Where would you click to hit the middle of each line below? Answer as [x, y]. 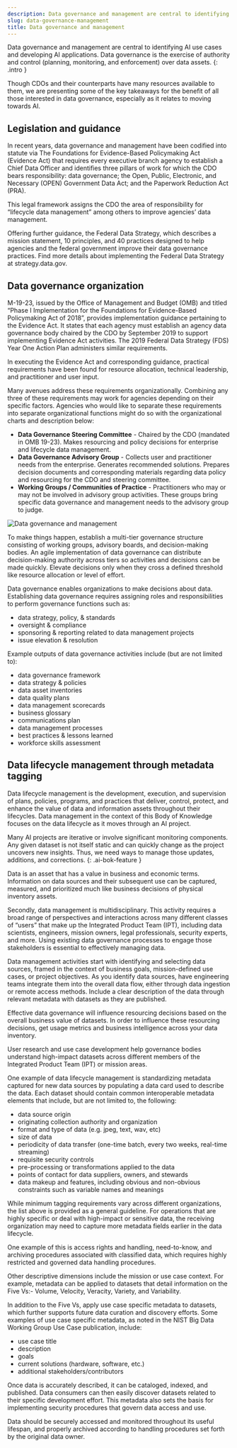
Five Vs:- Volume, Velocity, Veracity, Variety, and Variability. [94, 1291]
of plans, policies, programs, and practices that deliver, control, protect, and [118, 801]
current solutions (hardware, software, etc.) [81, 1364]
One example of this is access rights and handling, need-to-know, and [110, 1247]
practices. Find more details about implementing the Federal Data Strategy [116, 256]
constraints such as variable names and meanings [91, 1189]
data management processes [60, 728]
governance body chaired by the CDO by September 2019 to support [108, 333]
